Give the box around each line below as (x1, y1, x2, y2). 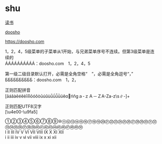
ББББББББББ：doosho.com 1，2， (5, 77, 79, 83)
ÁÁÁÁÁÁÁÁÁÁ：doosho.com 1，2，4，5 (5, 60, 91, 66)
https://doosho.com (5, 38, 44, 44)
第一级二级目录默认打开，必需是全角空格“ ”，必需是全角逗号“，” (5, 71, 133, 76)
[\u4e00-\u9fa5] (5, 109, 38, 115)
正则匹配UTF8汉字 (5, 103, 42, 109)
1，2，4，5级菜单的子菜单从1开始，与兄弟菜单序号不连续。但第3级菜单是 (5, 48, 150, 54)
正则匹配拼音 (5, 87, 30, 93)
